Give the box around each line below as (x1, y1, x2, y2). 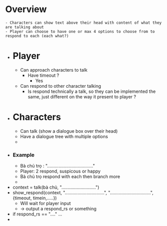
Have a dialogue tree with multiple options (20, 133, 108, 139)
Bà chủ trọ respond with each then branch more (20, 174, 120, 180)
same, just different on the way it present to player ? (27, 93, 137, 99)
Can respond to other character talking (20, 83, 101, 89)
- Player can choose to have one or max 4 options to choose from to (5, 29, 155, 34)
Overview (5, 4, 47, 15)
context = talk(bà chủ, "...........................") (12, 184, 100, 190)
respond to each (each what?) (5, 33, 69, 38)
